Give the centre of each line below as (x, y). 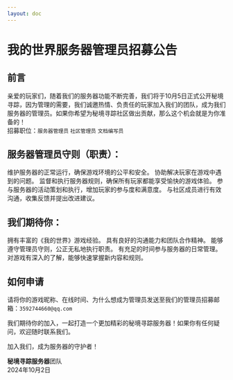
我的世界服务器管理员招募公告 (93, 50)
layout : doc (24, 14)
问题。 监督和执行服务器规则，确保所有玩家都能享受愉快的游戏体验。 (117, 181)
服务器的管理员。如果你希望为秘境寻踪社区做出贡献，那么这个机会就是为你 (113, 113)
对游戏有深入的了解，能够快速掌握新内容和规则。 (77, 258)
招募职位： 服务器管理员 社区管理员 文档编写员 (66, 130)
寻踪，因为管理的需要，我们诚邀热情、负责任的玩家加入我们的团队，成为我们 (116, 104)
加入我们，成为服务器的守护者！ (53, 347)
